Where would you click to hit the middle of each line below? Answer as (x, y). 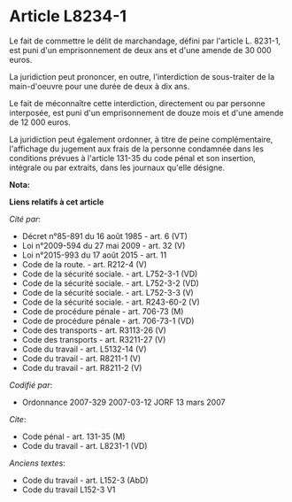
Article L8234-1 (68, 16)
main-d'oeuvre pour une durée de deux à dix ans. (100, 86)
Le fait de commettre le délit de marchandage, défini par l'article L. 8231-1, (145, 41)
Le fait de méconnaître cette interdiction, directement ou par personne (137, 103)
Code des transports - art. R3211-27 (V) (94, 339)
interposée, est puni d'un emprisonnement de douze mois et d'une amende (146, 112)
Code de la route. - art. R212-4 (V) (85, 264)
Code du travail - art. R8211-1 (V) (81, 358)
